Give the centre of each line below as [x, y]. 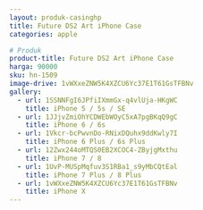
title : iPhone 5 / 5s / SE [76, 108]
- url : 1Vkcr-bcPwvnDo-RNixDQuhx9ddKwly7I [97, 134]
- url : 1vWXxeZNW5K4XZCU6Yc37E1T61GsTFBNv [97, 183]
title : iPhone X [56, 192]
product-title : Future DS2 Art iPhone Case [92, 59]
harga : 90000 [34, 67]
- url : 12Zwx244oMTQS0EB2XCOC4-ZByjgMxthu [97, 150]
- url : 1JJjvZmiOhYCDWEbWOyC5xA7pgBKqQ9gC [97, 117]
